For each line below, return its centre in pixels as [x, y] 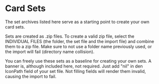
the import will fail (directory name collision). [50, 52]
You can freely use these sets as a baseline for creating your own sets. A [78, 61]
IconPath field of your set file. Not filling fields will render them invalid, [76, 71]
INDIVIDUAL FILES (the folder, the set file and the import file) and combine [80, 41]
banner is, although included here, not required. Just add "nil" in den [74, 66]
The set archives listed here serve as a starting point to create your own [77, 22]
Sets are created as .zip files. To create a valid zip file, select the [70, 36]
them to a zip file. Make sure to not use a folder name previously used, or [79, 46]
